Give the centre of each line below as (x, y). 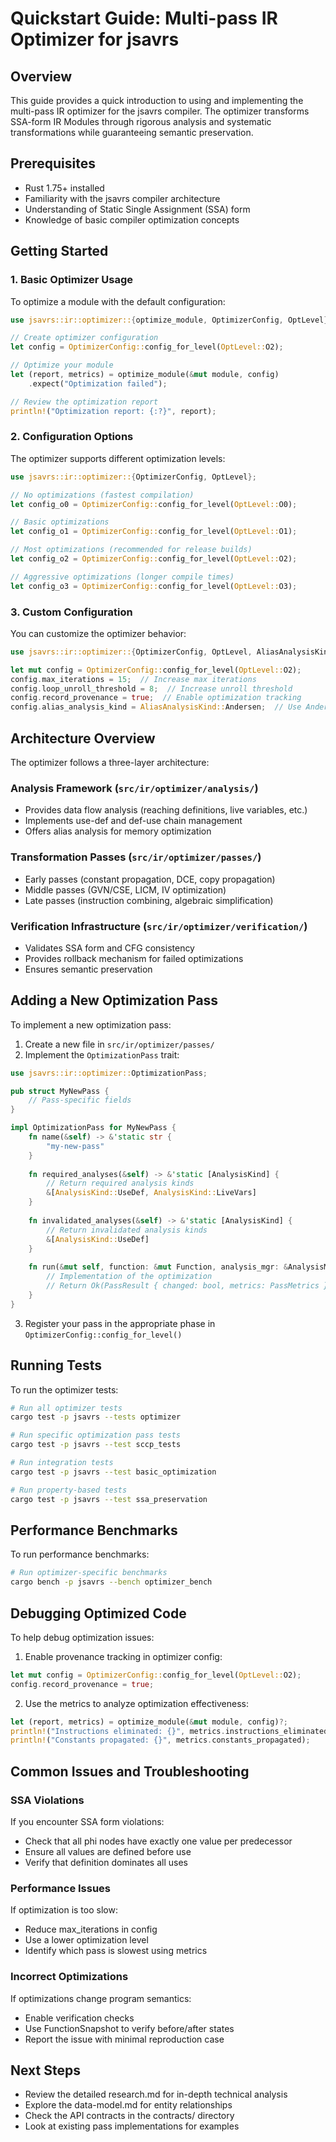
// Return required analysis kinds (120, 1183)
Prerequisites (53, 163)
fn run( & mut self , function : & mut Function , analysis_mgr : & (158, 1267)
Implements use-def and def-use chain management (133, 821)
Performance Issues (61, 1888)
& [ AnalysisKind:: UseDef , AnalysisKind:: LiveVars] (151, 1193)
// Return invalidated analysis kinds (127, 1230)
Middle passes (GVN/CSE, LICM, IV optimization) (125, 889)
